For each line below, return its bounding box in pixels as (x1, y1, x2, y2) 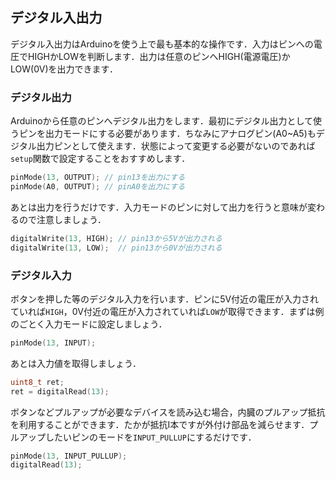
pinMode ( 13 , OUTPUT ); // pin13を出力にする (10, 173, 186, 183)
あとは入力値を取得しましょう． (10, 357, 142, 369)
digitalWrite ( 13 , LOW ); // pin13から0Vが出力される (10, 243, 223, 253)
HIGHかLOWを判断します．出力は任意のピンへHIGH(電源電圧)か (27, 50, 291, 62)
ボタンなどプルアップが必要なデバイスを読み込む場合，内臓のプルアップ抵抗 (10, 406, 326, 418)
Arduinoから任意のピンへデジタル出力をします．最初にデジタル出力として (10, 115, 314, 127)
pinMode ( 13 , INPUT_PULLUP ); (10, 451, 128, 461)
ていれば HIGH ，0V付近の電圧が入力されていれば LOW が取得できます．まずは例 (10, 305, 325, 317)
